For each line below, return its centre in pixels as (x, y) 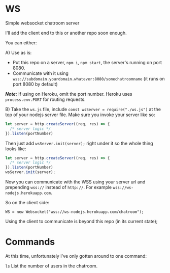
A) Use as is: (19, 52)
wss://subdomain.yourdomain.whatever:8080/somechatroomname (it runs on (89, 78)
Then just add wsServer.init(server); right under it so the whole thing (79, 143)
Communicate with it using (40, 73)
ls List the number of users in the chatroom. (52, 266)
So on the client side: (27, 203)
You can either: (21, 43)
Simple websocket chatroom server (42, 23)
